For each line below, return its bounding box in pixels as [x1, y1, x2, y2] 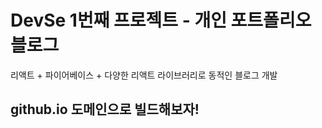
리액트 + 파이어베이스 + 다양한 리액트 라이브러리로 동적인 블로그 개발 [10, 69, 278, 81]
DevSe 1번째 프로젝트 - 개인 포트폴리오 [10, 9, 312, 32]
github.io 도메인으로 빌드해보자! [10, 101, 200, 118]
